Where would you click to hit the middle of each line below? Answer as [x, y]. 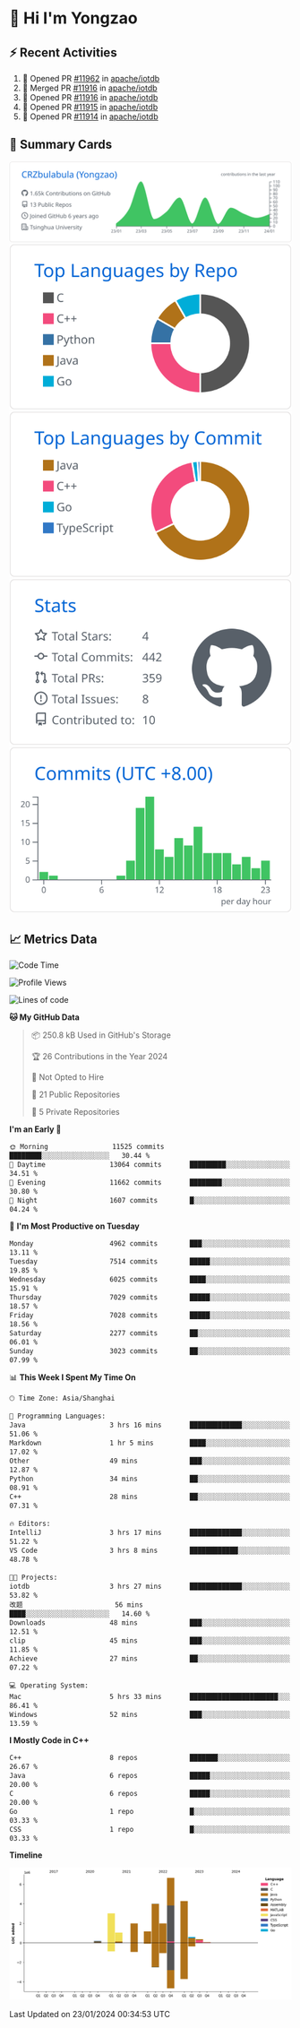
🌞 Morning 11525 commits [87, 1147]
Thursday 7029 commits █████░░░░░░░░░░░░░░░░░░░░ [150, 1298]
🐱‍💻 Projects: [34, 1578]
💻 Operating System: [49, 1686]
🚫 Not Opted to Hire [68, 1077]
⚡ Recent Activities [64, 52]
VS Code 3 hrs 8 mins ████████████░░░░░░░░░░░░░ [150, 1551]
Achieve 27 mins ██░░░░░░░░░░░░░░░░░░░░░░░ [150, 1659]
